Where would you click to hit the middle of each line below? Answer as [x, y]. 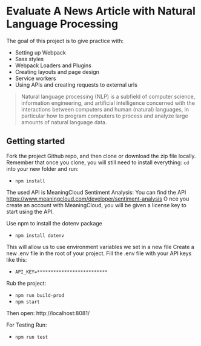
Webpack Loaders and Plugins [53, 65]
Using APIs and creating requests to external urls [76, 85]
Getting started [36, 141]
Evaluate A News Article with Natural [101, 11]
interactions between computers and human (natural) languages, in [105, 109]
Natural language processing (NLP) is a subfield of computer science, [108, 96]
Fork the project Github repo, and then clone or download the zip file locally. [101, 156]
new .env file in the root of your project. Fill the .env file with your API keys [99, 253]
